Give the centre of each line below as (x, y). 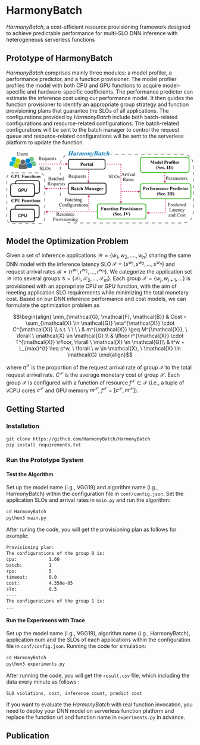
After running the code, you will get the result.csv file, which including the (98, 675)
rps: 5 (29, 572)
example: (17, 536)
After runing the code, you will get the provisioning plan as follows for (91, 530)
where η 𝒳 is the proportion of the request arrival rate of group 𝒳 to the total (99, 367)
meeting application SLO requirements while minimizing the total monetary (98, 292)
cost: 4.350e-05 (40, 583)
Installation (23, 426)
